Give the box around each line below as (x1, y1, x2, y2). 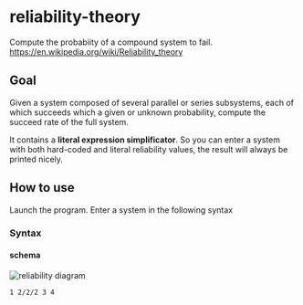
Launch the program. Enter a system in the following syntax (9, 204, 234, 216)
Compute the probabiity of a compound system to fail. (9, 37, 213, 47)
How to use (9, 180, 75, 195)
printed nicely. (9, 153, 64, 164)
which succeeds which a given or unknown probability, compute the (9, 107, 266, 118)
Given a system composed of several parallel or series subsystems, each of (9, 97, 295, 108)
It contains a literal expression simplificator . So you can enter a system (9, 134, 281, 145)
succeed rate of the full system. (9, 116, 130, 127)
